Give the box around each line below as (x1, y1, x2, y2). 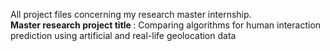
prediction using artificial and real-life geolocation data (10, 30, 237, 41)
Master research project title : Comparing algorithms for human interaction (10, 19, 322, 31)
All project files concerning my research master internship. (10, 9, 252, 20)
